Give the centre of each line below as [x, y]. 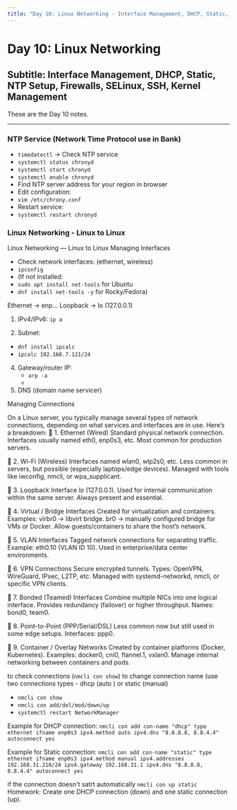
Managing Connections [41, 404]
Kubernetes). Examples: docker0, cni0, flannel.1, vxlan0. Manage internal [113, 655]
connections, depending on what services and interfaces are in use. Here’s [116, 425]
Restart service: [41, 206]
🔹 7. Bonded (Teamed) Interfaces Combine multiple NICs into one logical [112, 597]
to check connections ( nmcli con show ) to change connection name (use [113, 676]
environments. [28, 555]
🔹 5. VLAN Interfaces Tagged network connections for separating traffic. [113, 540]
